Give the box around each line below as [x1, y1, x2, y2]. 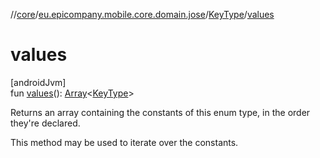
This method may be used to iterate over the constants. [10, 136, 239, 148]
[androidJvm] [10, 76, 67, 88]
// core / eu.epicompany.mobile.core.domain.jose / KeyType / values [10, 9, 275, 20]
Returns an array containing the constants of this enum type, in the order [10, 106, 311, 118]
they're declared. [10, 117, 81, 129]
